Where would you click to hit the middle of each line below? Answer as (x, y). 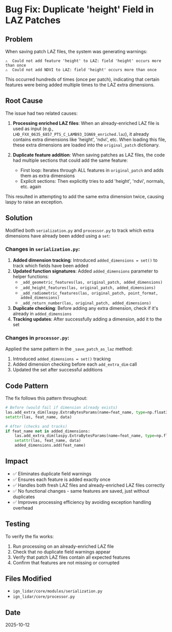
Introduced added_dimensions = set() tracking (62, 359)
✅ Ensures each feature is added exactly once (62, 479)
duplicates (24, 497)
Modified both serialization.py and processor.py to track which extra (80, 230)
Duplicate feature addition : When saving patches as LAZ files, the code (89, 155)
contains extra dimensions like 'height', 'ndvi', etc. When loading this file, (89, 139)
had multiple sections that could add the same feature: (70, 160)
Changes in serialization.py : (43, 249)
